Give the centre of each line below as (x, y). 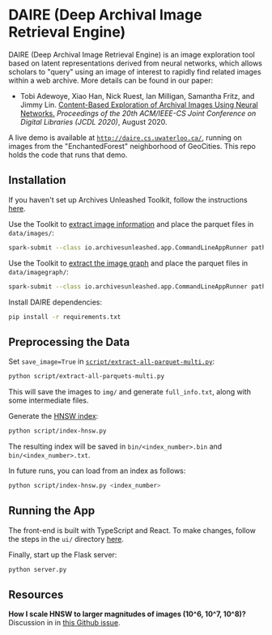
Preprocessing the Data (69, 342)
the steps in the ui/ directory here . (66, 539)
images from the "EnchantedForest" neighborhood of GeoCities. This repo (132, 146)
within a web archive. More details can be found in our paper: (110, 80)
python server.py (38, 569)
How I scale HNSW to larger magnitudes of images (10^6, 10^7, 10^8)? (127, 614)
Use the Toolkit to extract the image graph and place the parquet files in (128, 263)
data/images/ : (31, 232)
